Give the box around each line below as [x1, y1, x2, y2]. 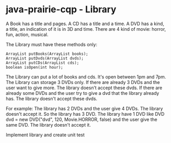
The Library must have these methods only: [6, 41, 97, 47]
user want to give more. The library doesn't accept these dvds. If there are [6, 85, 163, 91]
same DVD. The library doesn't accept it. [6, 121, 91, 128]
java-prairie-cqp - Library [6, 4, 116, 15]
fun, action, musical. [6, 31, 48, 37]
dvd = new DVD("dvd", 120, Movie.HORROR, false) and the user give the [6, 116, 158, 122]
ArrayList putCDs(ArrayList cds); [6, 60, 80, 65]
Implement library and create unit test [6, 132, 85, 138]
